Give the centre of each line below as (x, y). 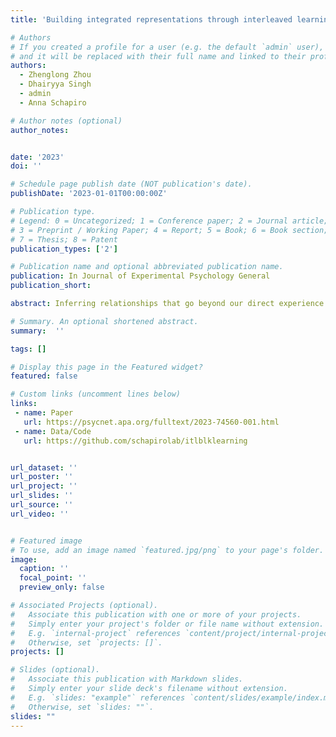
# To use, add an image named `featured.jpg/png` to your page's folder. (167, 550)
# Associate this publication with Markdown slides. (127, 679)
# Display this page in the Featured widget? (106, 367)
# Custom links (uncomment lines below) (96, 394)
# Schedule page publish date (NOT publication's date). (131, 184)
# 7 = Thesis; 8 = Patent (64, 239)
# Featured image (46, 541)
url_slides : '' (42, 496)
